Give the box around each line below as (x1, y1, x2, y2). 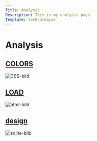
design (5, 116, 28, 125)
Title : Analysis (5, 7, 40, 13)
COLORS (5, 59, 33, 68)
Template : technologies (5, 17, 56, 22)
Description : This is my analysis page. (5, 12, 93, 17)
